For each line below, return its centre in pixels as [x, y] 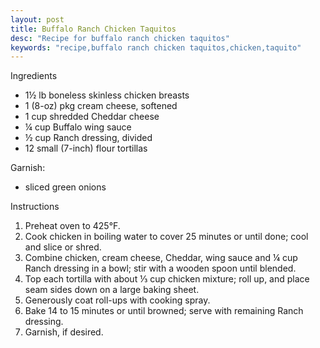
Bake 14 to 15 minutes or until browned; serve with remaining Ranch [164, 311]
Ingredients [34, 76]
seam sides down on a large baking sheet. [112, 290]
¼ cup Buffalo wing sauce [78, 127]
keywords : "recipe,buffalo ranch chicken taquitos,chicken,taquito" [156, 47]
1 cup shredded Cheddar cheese [92, 117]
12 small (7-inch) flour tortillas [86, 148]
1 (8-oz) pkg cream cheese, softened [101, 106]
